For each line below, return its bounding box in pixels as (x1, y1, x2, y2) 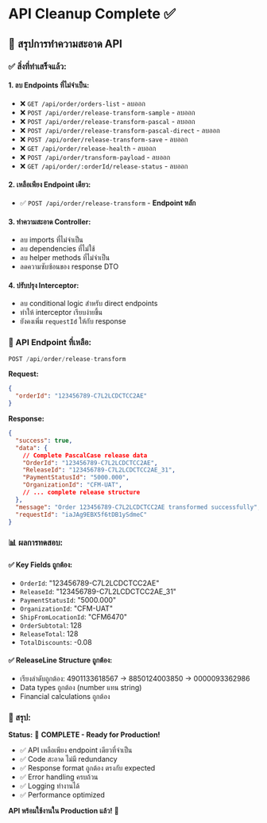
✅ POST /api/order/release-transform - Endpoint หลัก (19, 198, 196, 208)
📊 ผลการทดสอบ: (8, 538, 64, 549)
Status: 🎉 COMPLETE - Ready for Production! (8, 730, 161, 740)
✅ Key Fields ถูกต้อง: (8, 560, 73, 569)
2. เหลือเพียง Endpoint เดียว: (8, 180, 91, 189)
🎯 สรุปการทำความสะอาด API (8, 37, 123, 50)
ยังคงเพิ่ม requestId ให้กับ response (19, 316, 126, 326)
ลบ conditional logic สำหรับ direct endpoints (19, 299, 158, 309)
